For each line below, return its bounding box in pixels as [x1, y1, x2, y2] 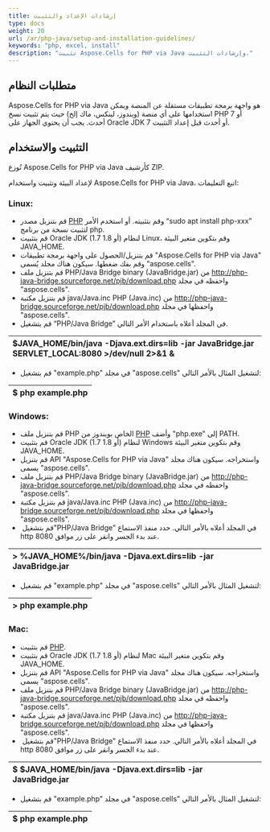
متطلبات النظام [8, 79, 76, 93]
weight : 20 [8, 27, 45, 35]
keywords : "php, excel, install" [8, 42, 121, 50]
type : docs [8, 19, 45, 27]
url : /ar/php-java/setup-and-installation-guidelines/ [8, 34, 196, 43]
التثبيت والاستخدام [8, 141, 88, 154]
